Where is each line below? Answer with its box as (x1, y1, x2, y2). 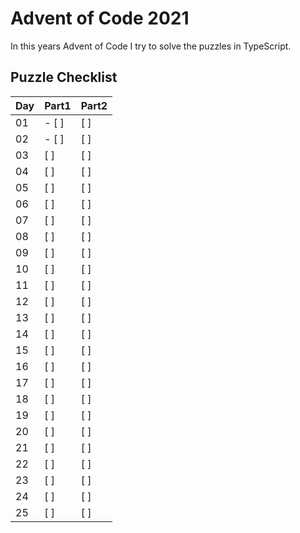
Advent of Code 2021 (10, 7, 190, 30)
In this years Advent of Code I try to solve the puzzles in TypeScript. (10, 40, 292, 52)
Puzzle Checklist (10, 69, 118, 86)
